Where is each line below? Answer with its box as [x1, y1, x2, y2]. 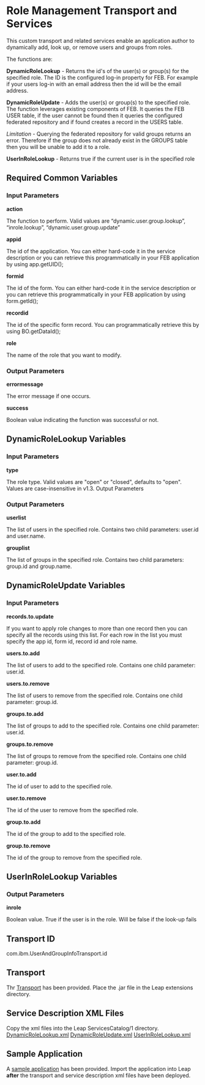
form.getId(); [6, 297, 39, 304]
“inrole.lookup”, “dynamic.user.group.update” [6, 223, 121, 231]
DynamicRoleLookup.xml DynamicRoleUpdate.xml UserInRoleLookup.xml [6, 1031, 191, 1038]
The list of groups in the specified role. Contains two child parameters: [6, 556, 184, 563]
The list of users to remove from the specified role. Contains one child [6, 691, 183, 699]
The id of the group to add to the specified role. [6, 830, 126, 837]
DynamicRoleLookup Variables [6, 434, 127, 445]
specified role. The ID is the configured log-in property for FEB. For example [6, 74, 198, 81]
